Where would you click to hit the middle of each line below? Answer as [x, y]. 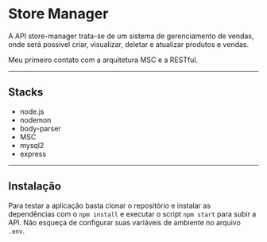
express [33, 154]
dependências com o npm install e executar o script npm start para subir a [132, 214]
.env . [17, 231]
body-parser [40, 128]
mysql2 [32, 145]
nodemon [35, 119]
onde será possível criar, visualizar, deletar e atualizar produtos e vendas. [129, 44]
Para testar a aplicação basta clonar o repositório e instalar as [110, 205]
